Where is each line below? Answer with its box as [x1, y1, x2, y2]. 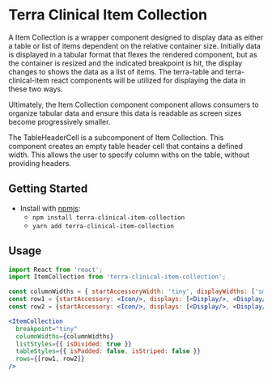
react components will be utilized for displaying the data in [51, 75, 246, 85]
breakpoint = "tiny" [15, 325, 79, 333]
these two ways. [8, 83, 63, 94]
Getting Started [8, 182, 88, 196]
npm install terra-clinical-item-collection [32, 213, 185, 222]
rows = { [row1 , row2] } [15, 355, 85, 363]
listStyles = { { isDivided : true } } [15, 340, 132, 348]
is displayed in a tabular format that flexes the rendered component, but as [8, 49, 257, 59]
